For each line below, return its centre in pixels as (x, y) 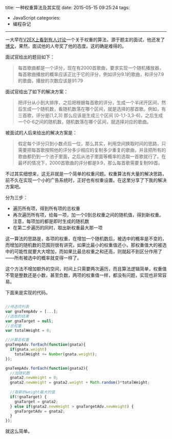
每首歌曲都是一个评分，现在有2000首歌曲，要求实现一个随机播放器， (91, 68)
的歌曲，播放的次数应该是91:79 (50, 81)
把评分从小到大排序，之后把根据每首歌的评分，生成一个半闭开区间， (90, 102)
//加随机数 (20, 373)
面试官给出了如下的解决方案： (37, 92)
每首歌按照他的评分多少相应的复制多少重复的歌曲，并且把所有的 (99, 150)
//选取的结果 (17, 316)
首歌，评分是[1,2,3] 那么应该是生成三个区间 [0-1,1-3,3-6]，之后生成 (93, 115)
